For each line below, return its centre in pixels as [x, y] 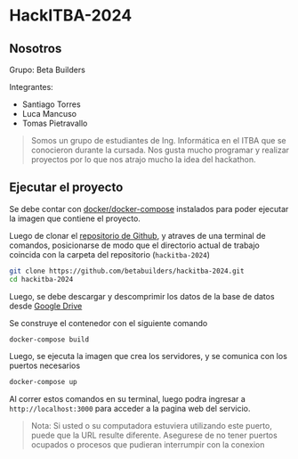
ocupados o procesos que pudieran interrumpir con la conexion [148, 445]
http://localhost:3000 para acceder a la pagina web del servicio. [130, 409]
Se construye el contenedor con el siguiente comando [109, 323]
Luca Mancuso [49, 114]
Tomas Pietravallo [55, 123]
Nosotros [36, 49]
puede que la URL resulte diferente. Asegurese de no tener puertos [154, 435]
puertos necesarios [45, 365]
